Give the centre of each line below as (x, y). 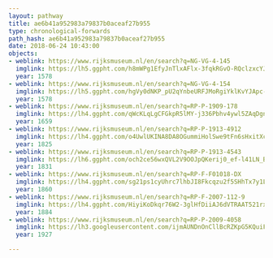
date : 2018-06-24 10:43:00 (54, 46)
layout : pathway (36, 16)
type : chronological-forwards (60, 31)
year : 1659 (34, 122)
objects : (23, 54)
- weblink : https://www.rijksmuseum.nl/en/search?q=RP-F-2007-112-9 (127, 197)
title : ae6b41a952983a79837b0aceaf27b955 (80, 24)
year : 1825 (34, 144)
